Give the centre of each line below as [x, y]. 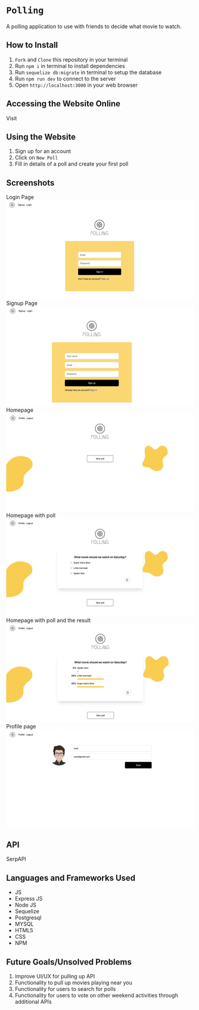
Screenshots [30, 183]
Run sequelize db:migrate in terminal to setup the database [88, 72]
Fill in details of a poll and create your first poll [71, 164]
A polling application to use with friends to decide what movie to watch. [94, 26]
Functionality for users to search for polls [65, 989]
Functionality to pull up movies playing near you [73, 983]
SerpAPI [16, 859]
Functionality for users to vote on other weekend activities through [97, 996]
